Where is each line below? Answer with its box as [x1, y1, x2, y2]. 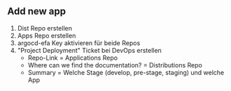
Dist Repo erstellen [17, 24, 72, 32]
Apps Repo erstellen [17, 31, 76, 40]
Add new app [7, 6, 66, 17]
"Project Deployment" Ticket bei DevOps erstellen [17, 46, 162, 54]
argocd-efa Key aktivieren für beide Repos [17, 38, 141, 47]
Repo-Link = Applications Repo [27, 53, 118, 62]
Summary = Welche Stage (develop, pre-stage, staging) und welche [27, 68, 225, 76]
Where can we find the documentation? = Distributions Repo [27, 60, 203, 69]
